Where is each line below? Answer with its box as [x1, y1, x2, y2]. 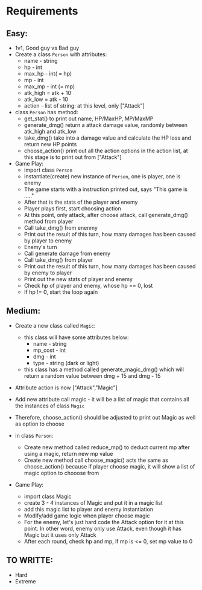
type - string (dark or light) [33, 359, 99, 366]
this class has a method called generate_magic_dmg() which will [24, 366, 184, 373]
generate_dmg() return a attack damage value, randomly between [24, 122, 188, 128]
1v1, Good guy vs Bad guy [14, 44, 80, 51]
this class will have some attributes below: [24, 334, 129, 341]
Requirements [6, 4, 78, 18]
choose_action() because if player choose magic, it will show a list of [24, 462, 195, 470]
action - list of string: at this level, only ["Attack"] [24, 102, 145, 109]
